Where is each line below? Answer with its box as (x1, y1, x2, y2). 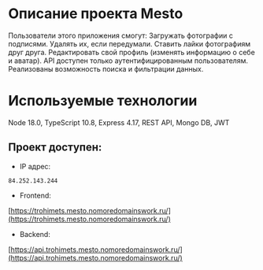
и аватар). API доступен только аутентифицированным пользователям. (8, 56, 248, 65)
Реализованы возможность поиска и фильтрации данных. (8, 64, 204, 73)
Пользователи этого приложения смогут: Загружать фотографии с (8, 31, 234, 40)
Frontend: (19, 190, 51, 200)
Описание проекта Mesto (8, 5, 183, 23)
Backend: (19, 229, 51, 239)
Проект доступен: (8, 141, 102, 154)
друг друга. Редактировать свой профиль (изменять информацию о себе (8, 47, 256, 57)
